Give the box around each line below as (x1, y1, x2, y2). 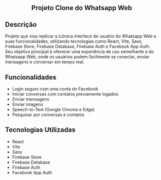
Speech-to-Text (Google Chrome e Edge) (12, 107, 95, 113)
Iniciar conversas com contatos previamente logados (12, 91, 119, 97)
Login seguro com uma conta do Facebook (12, 86, 99, 92)
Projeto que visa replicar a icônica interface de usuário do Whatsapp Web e (5, 33, 157, 39)
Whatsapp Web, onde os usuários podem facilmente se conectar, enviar (5, 54, 150, 60)
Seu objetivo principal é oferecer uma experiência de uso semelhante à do (5, 49, 154, 55)
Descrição (5, 20, 37, 29)
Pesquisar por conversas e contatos (12, 112, 85, 118)
